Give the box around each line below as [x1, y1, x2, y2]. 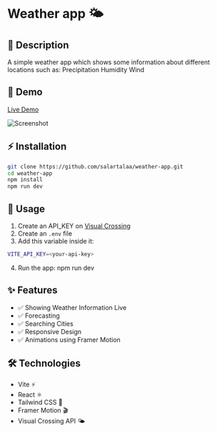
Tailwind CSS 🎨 [17, 398, 63, 407]
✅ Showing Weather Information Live [17, 303, 127, 311]
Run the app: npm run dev [17, 263, 95, 272]
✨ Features [7, 284, 58, 296]
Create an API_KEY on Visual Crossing [17, 221, 131, 230]
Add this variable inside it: [17, 236, 94, 245]
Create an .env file [17, 229, 73, 238]
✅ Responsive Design [17, 327, 82, 336]
